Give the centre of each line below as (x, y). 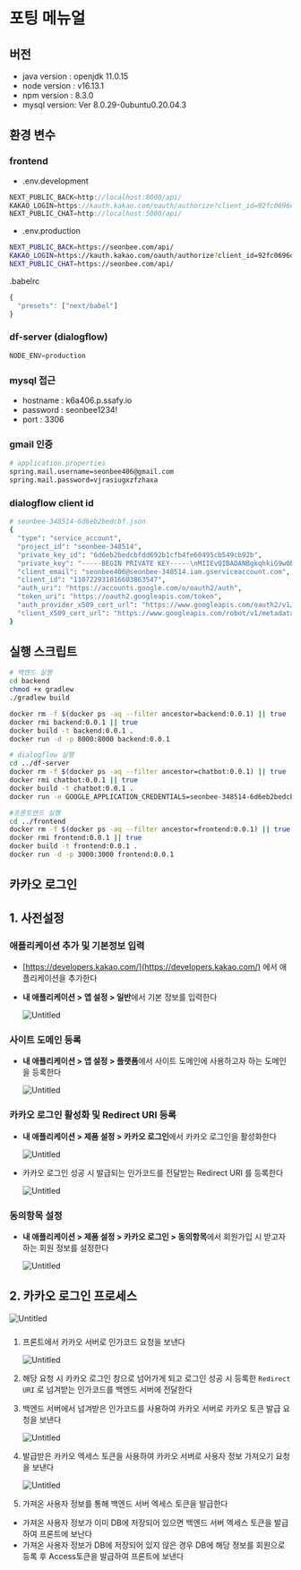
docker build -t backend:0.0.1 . (72, 731)
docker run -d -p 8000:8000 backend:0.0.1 (90, 739)
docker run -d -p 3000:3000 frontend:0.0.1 (92, 855)
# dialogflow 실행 (42, 755)
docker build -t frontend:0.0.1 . (74, 846)
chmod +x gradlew (42, 690)
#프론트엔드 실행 (35, 813)
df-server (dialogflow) (59, 337)
